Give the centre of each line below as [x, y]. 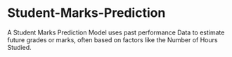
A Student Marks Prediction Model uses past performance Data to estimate [116, 32]
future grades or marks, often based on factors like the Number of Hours [112, 39]
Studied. [19, 47]
